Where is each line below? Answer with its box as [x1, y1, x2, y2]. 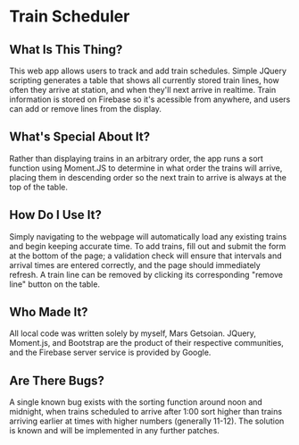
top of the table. [9, 181, 69, 192]
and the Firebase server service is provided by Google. [9, 347, 212, 358]
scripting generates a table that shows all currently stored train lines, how [9, 75, 279, 86]
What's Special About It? [9, 130, 151, 145]
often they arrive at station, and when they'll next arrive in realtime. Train [9, 85, 277, 95]
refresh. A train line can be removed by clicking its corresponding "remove [9, 269, 284, 280]
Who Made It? [9, 305, 88, 320]
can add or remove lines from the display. [9, 104, 162, 113]
